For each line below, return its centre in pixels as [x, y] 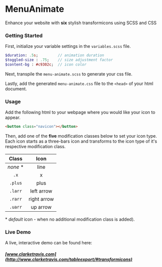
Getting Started [24, 36]
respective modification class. [35, 147]
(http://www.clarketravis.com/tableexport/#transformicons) [69, 259]
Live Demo [18, 232]
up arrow [41, 207]
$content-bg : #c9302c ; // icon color [46, 64]
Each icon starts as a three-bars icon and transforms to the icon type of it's [81, 141]
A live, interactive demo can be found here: [49, 243]
